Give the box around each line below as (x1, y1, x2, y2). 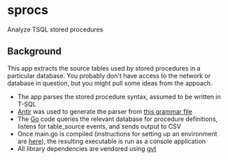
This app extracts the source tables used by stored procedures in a (7, 64, 201, 72)
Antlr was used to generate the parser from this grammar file (17, 107, 192, 115)
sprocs (7, 2, 49, 18)
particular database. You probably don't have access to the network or (7, 71, 211, 80)
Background (7, 45, 62, 57)
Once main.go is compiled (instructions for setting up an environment (17, 129, 218, 138)
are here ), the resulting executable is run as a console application (17, 137, 206, 145)
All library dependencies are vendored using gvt (17, 144, 157, 152)
